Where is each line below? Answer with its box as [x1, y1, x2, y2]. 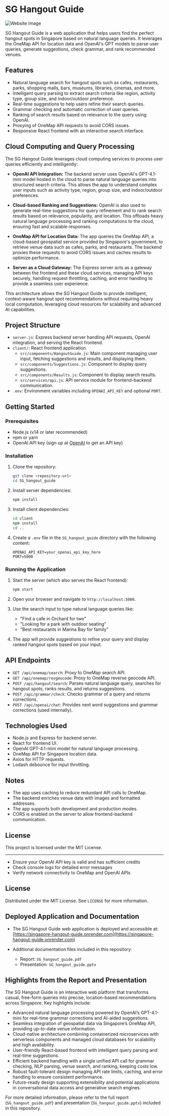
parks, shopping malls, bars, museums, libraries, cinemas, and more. [12, 85, 155, 91]
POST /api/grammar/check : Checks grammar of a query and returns [12, 691, 150, 697]
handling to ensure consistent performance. [12, 1074, 104, 1080]
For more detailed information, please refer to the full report [5, 1094, 129, 1100]
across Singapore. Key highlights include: [5, 1000, 91, 1006]
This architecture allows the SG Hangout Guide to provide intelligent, [5, 290, 147, 296]
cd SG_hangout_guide [12, 478, 56, 484]
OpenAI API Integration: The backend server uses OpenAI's [12, 170, 138, 177]
